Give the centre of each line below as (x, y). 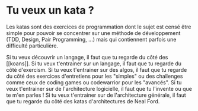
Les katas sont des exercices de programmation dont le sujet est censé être (99, 27)
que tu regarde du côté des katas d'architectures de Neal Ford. (83, 101)
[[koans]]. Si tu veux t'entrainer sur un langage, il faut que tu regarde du (94, 64)
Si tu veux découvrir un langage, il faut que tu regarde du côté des (87, 57)
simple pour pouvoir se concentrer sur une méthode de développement (93, 33)
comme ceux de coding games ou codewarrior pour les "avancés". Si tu (94, 82)
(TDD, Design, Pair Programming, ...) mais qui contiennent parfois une (91, 39)
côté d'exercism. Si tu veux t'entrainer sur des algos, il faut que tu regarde (97, 69)
